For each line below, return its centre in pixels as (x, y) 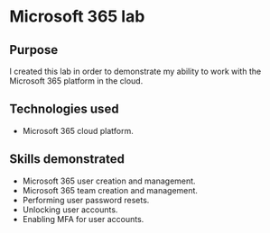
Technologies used (64, 109)
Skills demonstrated (67, 159)
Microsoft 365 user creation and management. (109, 181)
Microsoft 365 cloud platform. (78, 130)
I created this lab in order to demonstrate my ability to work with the (135, 71)
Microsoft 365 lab (77, 17)
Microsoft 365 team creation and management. (110, 190)
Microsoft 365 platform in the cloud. (76, 81)
